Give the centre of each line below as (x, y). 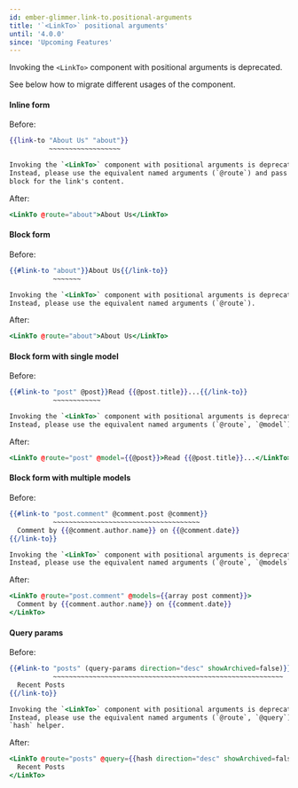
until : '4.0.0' (37, 34)
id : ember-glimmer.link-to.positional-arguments (101, 17)
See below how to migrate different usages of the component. (122, 84)
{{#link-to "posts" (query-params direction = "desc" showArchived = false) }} (150, 669)
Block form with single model (64, 356)
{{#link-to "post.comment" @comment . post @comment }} (109, 514)
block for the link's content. (67, 181)
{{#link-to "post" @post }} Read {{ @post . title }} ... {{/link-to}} (129, 392)
